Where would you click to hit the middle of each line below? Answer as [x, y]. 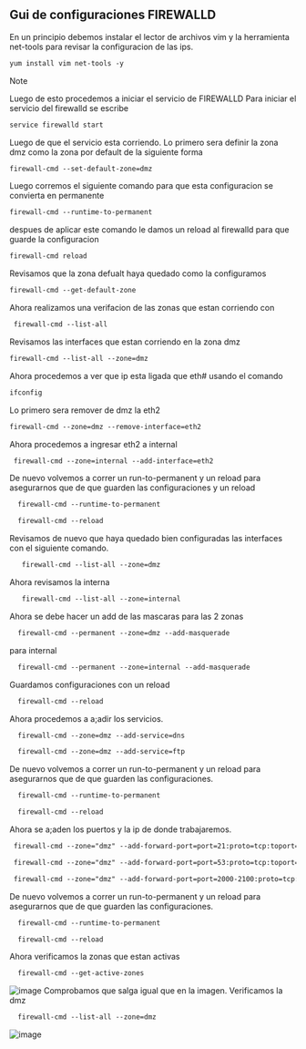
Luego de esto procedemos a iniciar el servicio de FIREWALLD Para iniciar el [153, 98]
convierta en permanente [57, 196]
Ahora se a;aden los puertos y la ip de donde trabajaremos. [121, 829]
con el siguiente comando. [59, 548]
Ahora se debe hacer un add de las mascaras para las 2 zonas [127, 616]
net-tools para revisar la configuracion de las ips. [102, 46]
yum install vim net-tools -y [67, 63]
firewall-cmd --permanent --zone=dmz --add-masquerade [124, 632]
